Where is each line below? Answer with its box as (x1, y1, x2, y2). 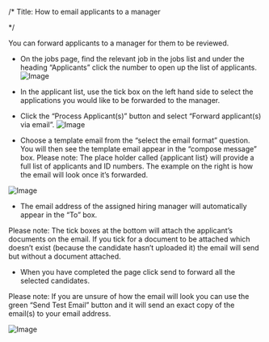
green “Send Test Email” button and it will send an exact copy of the (8, 300, 235, 310)
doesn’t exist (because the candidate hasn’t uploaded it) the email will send (8, 243, 260, 252)
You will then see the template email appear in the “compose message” (19, 144, 257, 153)
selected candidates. (19, 276, 90, 285)
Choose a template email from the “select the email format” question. (19, 135, 250, 145)
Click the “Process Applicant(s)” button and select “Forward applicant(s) (19, 111, 262, 121)
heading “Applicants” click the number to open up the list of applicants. (19, 62, 257, 72)
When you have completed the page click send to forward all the (19, 267, 236, 276)
